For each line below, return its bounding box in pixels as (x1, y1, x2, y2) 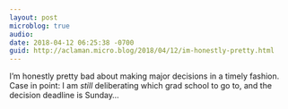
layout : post (9, 13, 58, 22)
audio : (9, 29, 34, 38)
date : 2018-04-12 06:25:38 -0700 (9, 38, 135, 47)
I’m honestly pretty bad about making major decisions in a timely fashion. (9, 71, 280, 81)
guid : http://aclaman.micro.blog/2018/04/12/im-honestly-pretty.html (9, 46, 275, 55)
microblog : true (9, 21, 70, 30)
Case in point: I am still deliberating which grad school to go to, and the (9, 80, 272, 91)
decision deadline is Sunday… (9, 90, 119, 101)
